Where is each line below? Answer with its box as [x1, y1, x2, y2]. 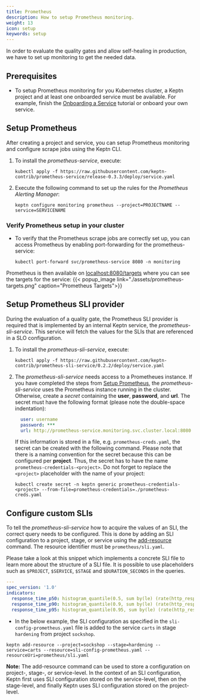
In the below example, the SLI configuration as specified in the [14, 618, 168, 625]
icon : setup [6, 25, 36, 32]
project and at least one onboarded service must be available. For [14, 93, 176, 100]
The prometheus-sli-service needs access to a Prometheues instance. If [14, 373, 192, 380]
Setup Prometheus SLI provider [6, 299, 125, 309]
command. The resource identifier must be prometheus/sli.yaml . [6, 543, 165, 550]
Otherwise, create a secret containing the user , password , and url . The [14, 392, 190, 399]
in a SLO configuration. [6, 334, 62, 341]
